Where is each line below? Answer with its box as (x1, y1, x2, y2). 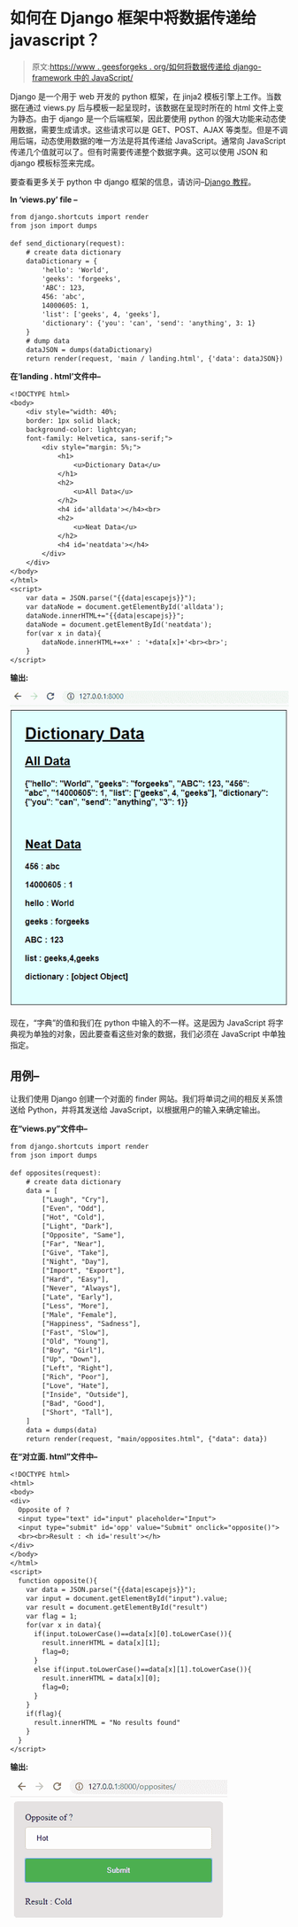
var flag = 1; (26, 1611, 78, 1620)
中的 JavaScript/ (73, 72, 134, 82)
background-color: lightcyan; (26, 425, 138, 434)
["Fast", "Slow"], (42, 1328, 110, 1337)
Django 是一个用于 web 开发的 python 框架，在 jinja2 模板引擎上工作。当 (10, 90, 274, 102)
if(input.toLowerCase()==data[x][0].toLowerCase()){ (33, 1629, 233, 1638)
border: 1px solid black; (26, 416, 122, 425)
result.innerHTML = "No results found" (33, 1718, 180, 1727)
